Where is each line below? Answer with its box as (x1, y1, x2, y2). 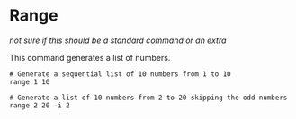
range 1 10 (9, 77, 50, 86)
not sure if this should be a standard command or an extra (9, 35, 227, 46)
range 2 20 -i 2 (9, 100, 70, 110)
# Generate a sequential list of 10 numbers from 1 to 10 (9, 69, 231, 79)
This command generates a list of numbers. (9, 52, 171, 63)
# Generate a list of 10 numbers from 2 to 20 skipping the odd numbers (9, 93, 288, 102)
